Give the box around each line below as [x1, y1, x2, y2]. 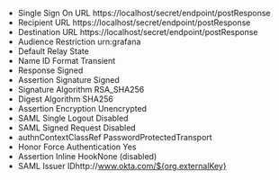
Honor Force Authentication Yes [17, 141, 137, 152]
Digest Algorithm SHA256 [17, 94, 114, 104]
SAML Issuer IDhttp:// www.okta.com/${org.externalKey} [17, 161, 227, 171]
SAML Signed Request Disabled [17, 122, 137, 133]
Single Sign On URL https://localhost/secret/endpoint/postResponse [17, 8, 271, 18]
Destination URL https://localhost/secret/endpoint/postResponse [17, 27, 258, 37]
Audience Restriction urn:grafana [17, 36, 141, 47]
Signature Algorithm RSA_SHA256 [17, 85, 145, 94]
